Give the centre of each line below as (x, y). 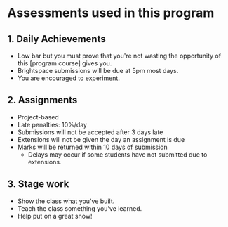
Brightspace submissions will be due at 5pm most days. (98, 71)
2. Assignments (42, 100)
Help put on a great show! (55, 216)
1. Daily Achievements (57, 39)
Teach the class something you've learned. (80, 208)
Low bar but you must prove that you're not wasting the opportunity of (119, 56)
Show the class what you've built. (66, 201)
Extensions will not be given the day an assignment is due (101, 139)
